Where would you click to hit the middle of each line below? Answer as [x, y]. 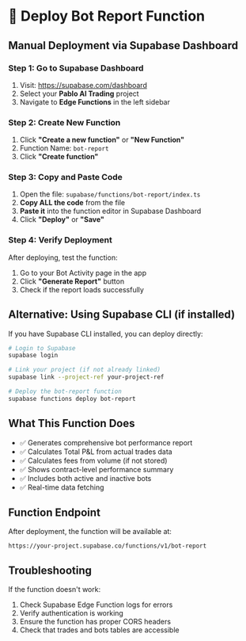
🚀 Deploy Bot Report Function [107, 16]
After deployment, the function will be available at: [90, 532]
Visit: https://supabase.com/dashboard [83, 85]
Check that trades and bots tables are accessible [99, 630]
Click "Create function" [59, 157]
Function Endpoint [55, 513]
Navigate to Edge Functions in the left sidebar [95, 101]
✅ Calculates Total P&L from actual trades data [96, 452]
